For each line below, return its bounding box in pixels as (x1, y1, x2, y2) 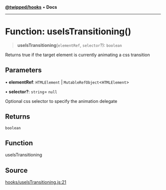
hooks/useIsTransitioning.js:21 (5, 179, 67, 185)
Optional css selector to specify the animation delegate (5, 98, 118, 104)
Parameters (5, 66, 42, 74)
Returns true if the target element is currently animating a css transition (5, 52, 150, 58)
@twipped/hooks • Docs (5, 4, 57, 10)
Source (5, 166, 28, 174)
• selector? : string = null (5, 89, 58, 95)
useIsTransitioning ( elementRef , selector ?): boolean (17, 42, 122, 48)
